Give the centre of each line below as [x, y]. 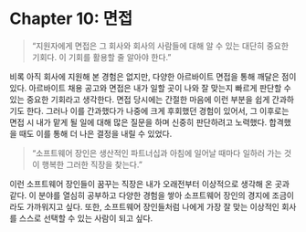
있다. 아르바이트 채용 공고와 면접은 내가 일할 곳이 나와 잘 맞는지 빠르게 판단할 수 [151, 88]
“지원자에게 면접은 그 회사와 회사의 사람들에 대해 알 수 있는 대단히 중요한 [160, 46]
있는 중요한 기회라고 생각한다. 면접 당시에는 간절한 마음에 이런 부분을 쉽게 [140, 99]
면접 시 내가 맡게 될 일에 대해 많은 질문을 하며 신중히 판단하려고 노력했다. [138, 122]
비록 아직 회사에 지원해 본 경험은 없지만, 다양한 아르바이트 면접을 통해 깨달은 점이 [153, 76]
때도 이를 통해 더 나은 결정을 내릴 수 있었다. [95, 133]
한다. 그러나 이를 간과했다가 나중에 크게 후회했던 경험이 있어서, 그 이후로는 [158, 111]
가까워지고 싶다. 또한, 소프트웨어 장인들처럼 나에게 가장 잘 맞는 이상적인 [153, 206]
